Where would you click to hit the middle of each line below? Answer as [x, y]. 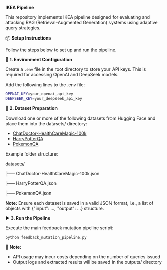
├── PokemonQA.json [29, 193]
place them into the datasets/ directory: [46, 123]
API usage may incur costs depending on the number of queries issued [86, 257]
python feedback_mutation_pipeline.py [46, 237]
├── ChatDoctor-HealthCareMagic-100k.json [52, 173]
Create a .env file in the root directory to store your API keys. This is [76, 69]
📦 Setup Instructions [28, 38]
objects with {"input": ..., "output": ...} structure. [55, 208]
